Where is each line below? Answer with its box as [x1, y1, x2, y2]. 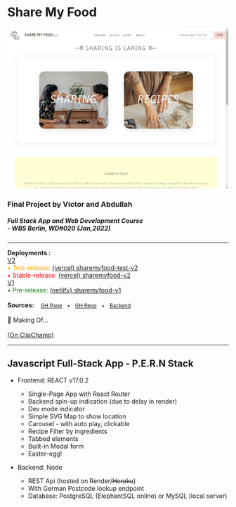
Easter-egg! [27, 449, 63, 458]
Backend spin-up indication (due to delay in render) [27, 397, 178, 406]
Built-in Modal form [27, 442, 84, 451]
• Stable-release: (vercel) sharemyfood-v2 [7, 271, 131, 279]
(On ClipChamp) [7, 330, 54, 339]
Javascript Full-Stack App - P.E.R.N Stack [7, 357, 194, 369]
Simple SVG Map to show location [27, 412, 126, 421]
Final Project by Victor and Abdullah [7, 199, 133, 209]
